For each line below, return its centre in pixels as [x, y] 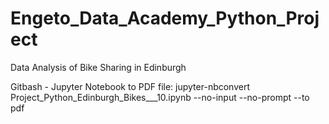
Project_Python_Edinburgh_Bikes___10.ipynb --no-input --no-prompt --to [160, 97]
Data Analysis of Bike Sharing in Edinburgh [98, 67]
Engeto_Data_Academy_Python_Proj [165, 18]
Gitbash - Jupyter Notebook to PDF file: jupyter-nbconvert [130, 86]
